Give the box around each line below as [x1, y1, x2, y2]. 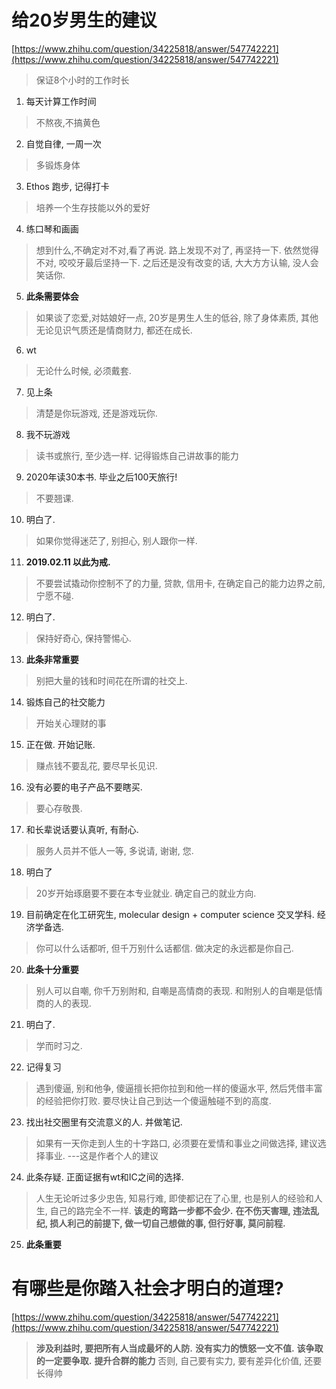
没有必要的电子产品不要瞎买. [25, 781, 143, 793]
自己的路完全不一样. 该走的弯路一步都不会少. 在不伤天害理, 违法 [49, 1204, 311, 1216]
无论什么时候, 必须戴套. [35, 364, 132, 376]
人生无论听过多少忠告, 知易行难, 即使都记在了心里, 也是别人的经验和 [35, 1192, 314, 1204]
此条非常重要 [25, 653, 79, 665]
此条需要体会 [25, 290, 79, 302]
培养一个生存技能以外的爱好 [35, 201, 151, 213]
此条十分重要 [25, 963, 79, 975]
